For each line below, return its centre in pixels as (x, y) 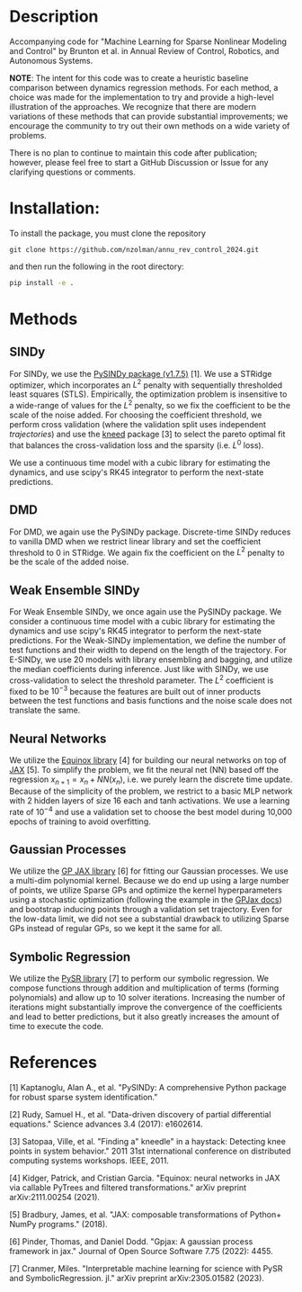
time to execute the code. (57, 1027)
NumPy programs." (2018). (58, 1225)
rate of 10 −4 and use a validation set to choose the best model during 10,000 (151, 811)
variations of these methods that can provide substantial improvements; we (149, 116)
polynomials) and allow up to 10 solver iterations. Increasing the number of (147, 998)
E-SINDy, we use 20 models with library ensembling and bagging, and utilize (151, 659)
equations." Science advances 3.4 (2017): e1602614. (107, 1124)
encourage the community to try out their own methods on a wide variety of (150, 126)
